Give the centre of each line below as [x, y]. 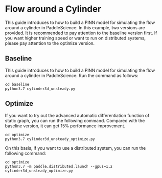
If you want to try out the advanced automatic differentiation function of [77, 115]
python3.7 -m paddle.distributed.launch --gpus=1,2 [59, 166]
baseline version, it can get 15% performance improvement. [65, 126]
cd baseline [17, 84]
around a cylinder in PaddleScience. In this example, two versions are [75, 27]
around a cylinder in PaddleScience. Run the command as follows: [72, 75]
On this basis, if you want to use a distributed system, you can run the [75, 148]
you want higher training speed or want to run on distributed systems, [75, 38]
